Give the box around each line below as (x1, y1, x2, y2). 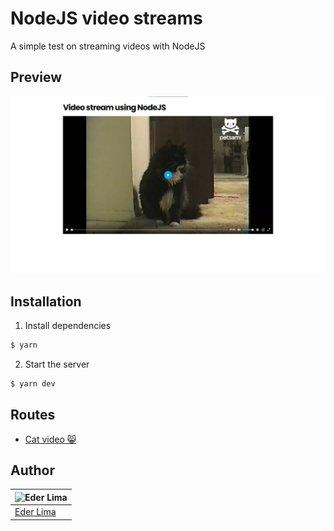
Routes (10, 407, 56, 424)
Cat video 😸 (24, 433, 77, 445)
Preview (10, 69, 63, 86)
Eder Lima (14, 506, 57, 518)
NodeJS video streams (10, 7, 203, 30)
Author (10, 462, 55, 479)
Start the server (24, 358, 90, 370)
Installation (10, 293, 82, 310)
